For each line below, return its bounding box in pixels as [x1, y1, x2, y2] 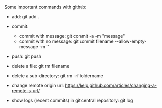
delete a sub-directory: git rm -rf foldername [11, 73, 104, 79]
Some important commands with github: [4, 4, 87, 10]
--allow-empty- [114, 38, 147, 44]
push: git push [11, 53, 42, 59]
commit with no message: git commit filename [19, 38, 114, 44]
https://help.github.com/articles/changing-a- [65, 82, 157, 88]
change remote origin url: [11, 82, 64, 88]
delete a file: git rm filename [11, 63, 70, 69]
